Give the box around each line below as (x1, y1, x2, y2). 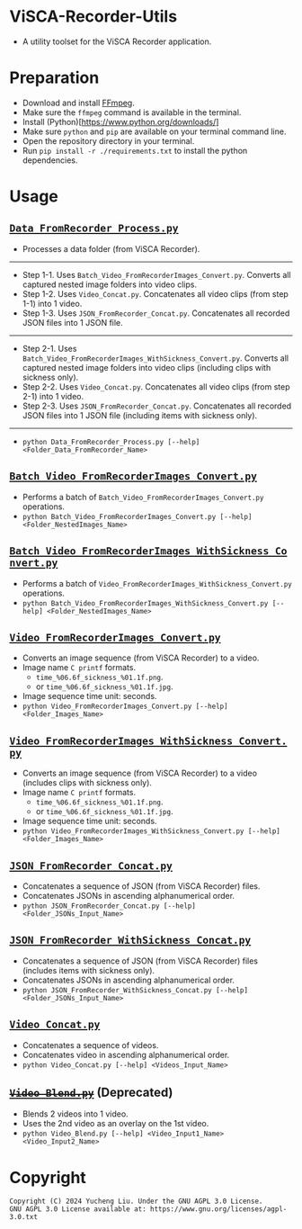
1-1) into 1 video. (22, 298, 83, 309)
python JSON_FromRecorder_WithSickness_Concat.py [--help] (22, 985, 249, 995)
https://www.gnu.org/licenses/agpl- (149, 1205, 288, 1214)
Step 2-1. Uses (22, 343, 77, 354)
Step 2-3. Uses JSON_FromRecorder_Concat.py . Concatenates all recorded (22, 400, 292, 411)
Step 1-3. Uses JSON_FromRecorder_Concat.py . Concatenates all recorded (22, 308, 290, 318)
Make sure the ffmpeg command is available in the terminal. (22, 106, 242, 118)
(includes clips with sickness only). (22, 777, 153, 788)
